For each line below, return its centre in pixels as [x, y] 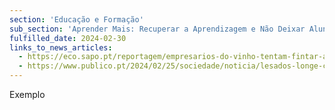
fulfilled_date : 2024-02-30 [68, 38]
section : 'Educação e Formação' [76, 19]
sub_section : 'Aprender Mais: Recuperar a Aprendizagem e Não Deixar [157, 29]
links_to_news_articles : [61, 47]
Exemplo [27, 94]
